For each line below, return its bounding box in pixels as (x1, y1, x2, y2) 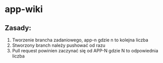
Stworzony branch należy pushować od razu (12, 42, 106, 48)
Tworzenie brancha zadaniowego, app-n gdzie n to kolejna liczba (12, 37, 149, 43)
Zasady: (5, 24, 31, 32)
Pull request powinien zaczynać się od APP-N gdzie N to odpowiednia (12, 48, 158, 53)
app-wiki (5, 4, 43, 15)
